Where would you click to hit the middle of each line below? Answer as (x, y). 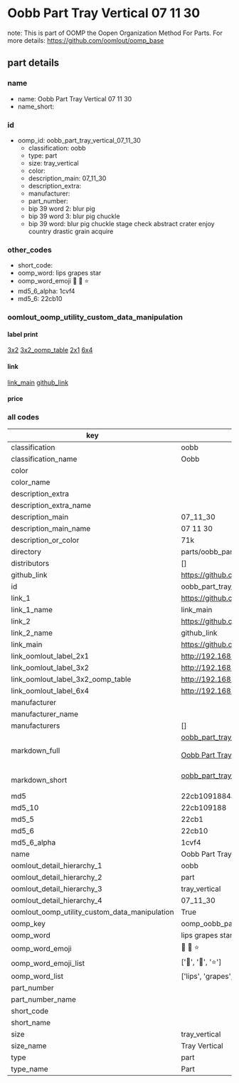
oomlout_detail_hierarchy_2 (57, 878)
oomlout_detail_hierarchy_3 (57, 889)
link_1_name (32, 610)
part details (33, 63)
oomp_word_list (37, 977)
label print (23, 334)
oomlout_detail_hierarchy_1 (57, 866)
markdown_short (39, 781)
